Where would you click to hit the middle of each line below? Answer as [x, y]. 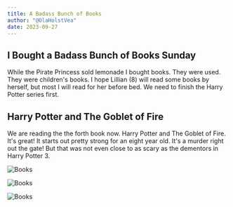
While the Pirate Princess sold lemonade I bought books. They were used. [114, 72]
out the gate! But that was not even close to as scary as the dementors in [113, 148]
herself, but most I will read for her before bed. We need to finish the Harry [115, 87]
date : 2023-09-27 [33, 27]
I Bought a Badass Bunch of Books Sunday [102, 55]
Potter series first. [33, 95]
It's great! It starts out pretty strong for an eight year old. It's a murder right [115, 141]
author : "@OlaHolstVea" [42, 20]
